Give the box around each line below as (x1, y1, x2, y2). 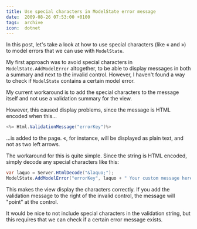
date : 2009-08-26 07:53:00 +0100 (6, 14, 91, 20)
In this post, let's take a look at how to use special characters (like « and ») (6, 41, 186, 48)
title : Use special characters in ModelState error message (6, 8, 157, 15)
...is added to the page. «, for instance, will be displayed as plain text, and (6, 134, 184, 142)
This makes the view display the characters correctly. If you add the (6, 186, 170, 193)
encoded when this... (6, 113, 57, 120)
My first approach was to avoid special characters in (6, 59, 133, 66)
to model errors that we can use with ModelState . (6, 48, 124, 55)
